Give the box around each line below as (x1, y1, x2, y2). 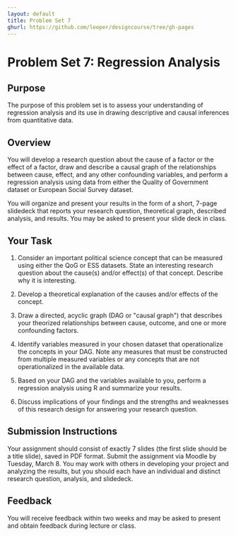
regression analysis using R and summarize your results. (17, 384, 182, 392)
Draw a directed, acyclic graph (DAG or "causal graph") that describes (17, 311, 223, 320)
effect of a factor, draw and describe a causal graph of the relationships (7, 163, 217, 171)
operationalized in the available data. (17, 363, 125, 371)
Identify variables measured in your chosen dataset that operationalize (17, 340, 224, 348)
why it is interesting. (17, 276, 76, 284)
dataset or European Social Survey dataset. (7, 186, 134, 194)
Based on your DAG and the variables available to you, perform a (17, 376, 206, 385)
